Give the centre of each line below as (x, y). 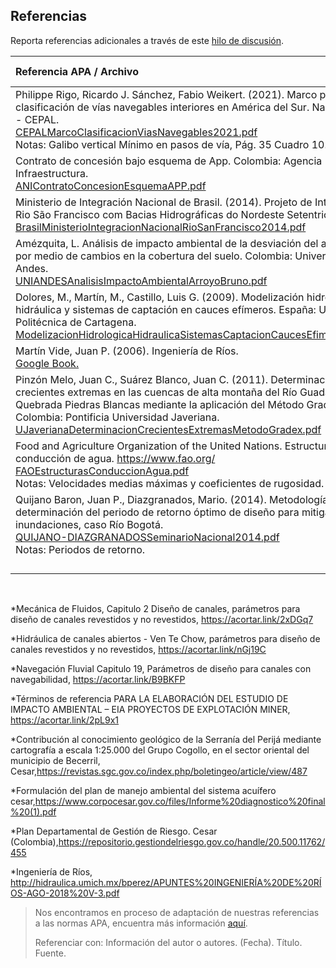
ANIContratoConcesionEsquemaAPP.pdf (111, 186)
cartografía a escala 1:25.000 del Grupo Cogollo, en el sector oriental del (160, 750)
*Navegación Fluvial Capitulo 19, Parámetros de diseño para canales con (161, 668)
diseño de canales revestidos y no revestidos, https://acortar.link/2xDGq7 (162, 619)
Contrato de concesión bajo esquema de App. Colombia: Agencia (169, 161)
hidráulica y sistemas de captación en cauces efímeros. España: (166, 309)
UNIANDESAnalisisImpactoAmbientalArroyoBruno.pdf (141, 281)
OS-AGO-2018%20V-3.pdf (65, 893)
